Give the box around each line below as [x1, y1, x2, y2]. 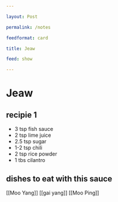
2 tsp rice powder [14, 150, 57, 157]
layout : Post [6, 14, 38, 19]
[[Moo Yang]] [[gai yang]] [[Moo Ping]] [6, 189, 99, 196]
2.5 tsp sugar [14, 138, 47, 145]
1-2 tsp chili [14, 144, 43, 151]
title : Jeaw [6, 45, 35, 52]
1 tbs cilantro [14, 157, 46, 164]
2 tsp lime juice [14, 132, 51, 139]
